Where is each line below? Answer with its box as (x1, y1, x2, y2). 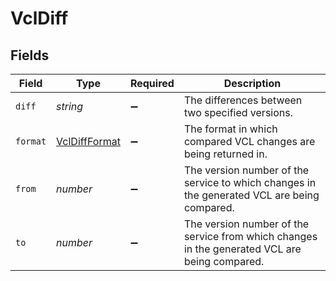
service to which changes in (183, 176, 317, 189)
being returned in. (183, 147, 268, 161)
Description (223, 77, 282, 90)
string (56, 100, 84, 113)
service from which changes (183, 230, 318, 243)
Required (129, 77, 175, 90)
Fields (10, 47, 50, 64)
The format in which (183, 122, 278, 136)
